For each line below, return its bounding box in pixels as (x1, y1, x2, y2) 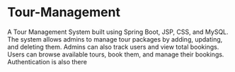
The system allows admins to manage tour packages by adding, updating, (7, 35, 223, 43)
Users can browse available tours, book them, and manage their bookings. (7, 50, 224, 59)
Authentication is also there (7, 57, 87, 66)
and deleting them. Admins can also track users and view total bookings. (7, 42, 219, 51)
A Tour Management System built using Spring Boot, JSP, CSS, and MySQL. (7, 28, 229, 36)
